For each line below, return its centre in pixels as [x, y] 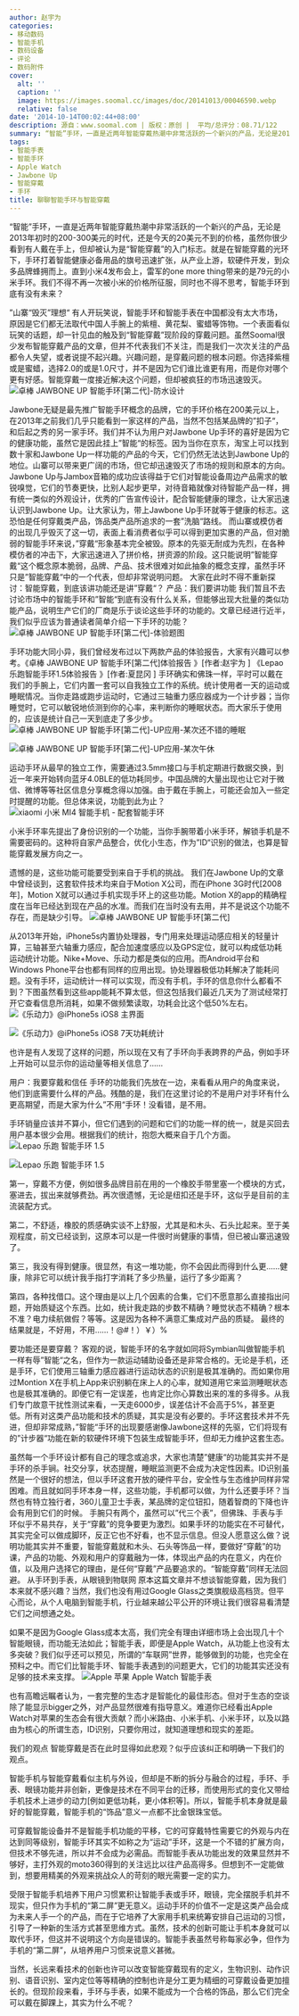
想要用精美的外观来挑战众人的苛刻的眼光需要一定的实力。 [130, 1875]
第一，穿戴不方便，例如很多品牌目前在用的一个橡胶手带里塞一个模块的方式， [149, 1183]
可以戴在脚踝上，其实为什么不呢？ [72, 2002]
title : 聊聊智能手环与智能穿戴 [60, 200]
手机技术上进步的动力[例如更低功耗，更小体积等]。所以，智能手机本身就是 [145, 1800]
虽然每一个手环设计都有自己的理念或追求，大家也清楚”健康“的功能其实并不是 [149, 1456]
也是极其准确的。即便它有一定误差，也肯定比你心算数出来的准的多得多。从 [145, 1393]
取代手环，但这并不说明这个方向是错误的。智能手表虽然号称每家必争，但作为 [149, 1938]
